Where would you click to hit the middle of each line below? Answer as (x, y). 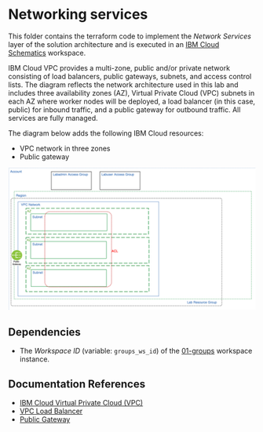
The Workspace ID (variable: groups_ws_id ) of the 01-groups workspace (136, 351)
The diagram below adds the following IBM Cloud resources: (106, 133)
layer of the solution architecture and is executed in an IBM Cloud (114, 44)
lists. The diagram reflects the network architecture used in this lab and (123, 85)
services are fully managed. (53, 118)
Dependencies (44, 332)
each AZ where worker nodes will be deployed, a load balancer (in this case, (132, 101)
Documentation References (77, 384)
